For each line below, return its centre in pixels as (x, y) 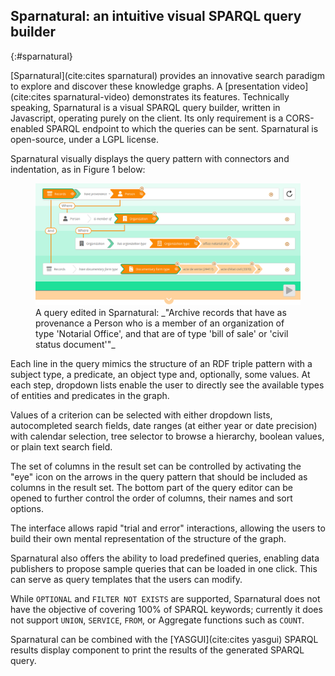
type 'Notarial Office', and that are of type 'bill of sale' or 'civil (162, 333)
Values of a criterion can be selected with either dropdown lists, (141, 415)
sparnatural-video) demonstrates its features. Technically (171, 96)
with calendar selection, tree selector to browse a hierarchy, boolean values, (167, 436)
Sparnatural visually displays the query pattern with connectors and (150, 158)
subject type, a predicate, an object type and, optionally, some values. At (160, 374)
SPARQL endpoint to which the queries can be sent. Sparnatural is (182, 128)
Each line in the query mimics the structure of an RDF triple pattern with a (161, 363)
